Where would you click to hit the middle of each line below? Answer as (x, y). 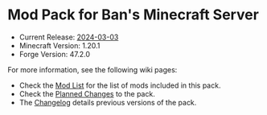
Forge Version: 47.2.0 (54, 54)
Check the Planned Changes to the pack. (87, 93)
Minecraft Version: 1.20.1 (60, 45)
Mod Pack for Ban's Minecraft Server (133, 15)
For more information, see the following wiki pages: (92, 69)
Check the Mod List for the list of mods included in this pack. (120, 85)
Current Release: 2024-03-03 (69, 37)
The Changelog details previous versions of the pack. (108, 102)
